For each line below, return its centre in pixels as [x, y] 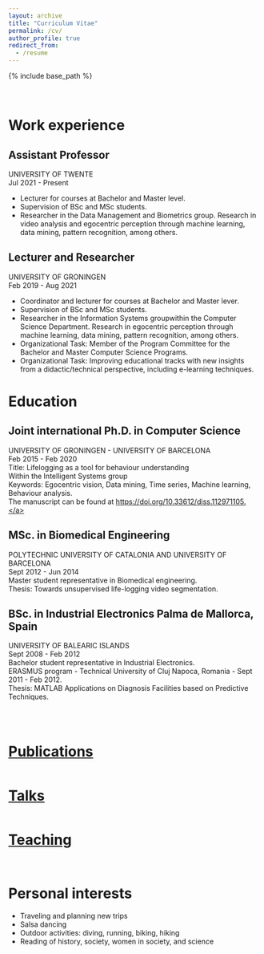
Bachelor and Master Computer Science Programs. [104, 352]
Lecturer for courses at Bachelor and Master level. [102, 198]
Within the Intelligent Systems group [68, 476]
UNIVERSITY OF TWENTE [51, 174]
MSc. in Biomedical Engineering [89, 536]
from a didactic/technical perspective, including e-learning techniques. [137, 369]
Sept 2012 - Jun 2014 [44, 571]
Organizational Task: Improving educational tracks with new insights [132, 360]
